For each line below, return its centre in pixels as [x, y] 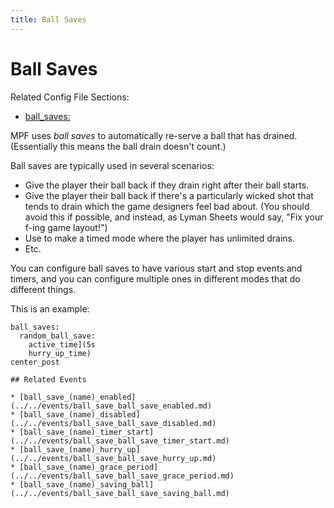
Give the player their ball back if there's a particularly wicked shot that [169, 195]
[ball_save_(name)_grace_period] [89, 467]
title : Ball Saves [48, 19]
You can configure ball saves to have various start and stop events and [156, 268]
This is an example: [50, 308]
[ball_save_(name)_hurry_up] [80, 449]
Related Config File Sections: [70, 97]
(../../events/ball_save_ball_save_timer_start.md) [120, 441]
